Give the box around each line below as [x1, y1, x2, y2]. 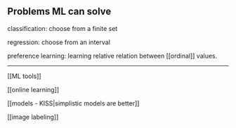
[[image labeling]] [7, 113, 59, 121]
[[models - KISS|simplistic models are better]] [7, 98, 140, 108]
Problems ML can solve [7, 6, 112, 18]
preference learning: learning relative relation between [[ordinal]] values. [7, 51, 218, 60]
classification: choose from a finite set [7, 24, 118, 32]
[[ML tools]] [7, 72, 41, 80]
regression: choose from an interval [7, 38, 111, 46]
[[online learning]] [7, 85, 60, 94]
